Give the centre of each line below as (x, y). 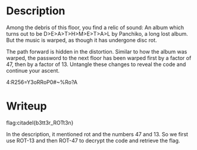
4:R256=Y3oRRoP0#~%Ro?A (42, 82)
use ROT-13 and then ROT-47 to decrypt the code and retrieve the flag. (93, 140)
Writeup (26, 106)
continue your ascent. (33, 70)
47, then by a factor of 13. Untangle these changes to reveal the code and (96, 64)
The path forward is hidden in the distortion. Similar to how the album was (97, 51)
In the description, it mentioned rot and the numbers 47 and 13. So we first (97, 134)
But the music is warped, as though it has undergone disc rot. (82, 40)
